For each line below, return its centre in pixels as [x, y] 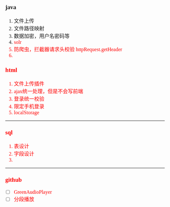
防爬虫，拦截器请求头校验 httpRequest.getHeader [68, 49]
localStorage [27, 112]
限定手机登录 [29, 107]
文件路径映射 [29, 28]
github [13, 179]
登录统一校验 [29, 99]
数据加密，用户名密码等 [42, 36]
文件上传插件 [29, 84]
